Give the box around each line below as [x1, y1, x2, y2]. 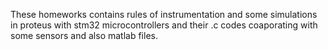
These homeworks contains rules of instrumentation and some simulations [10, 9, 318, 20]
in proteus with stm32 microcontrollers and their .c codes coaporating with [10, 19, 318, 31]
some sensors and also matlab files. [10, 30, 158, 41]
